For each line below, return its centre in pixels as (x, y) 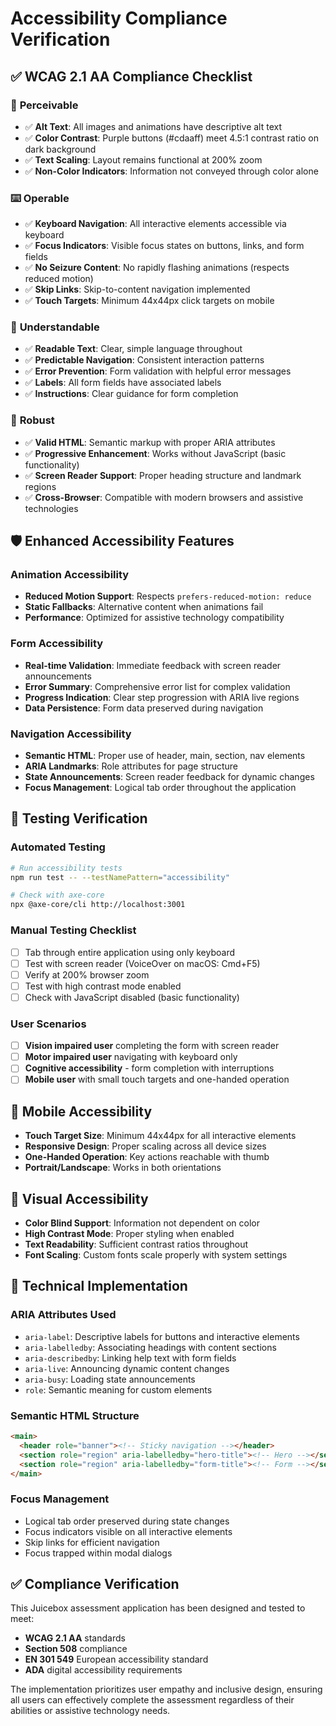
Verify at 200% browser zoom (87, 974)
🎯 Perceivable (44, 105)
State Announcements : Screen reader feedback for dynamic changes (169, 777)
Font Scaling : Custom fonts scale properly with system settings (156, 1255)
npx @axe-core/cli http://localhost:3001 (98, 905)
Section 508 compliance (76, 1649)
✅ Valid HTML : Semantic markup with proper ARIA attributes (150, 442)
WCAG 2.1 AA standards (75, 1638)
